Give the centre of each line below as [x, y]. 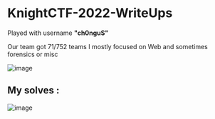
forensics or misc [33, 54]
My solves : [33, 90]
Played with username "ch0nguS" [58, 33]
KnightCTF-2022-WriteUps [90, 13]
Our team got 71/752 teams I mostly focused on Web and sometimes [108, 46]
